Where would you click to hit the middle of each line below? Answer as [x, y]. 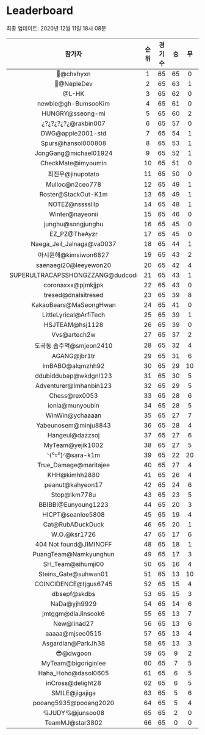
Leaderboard [40, 11]
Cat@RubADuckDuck [74, 524]
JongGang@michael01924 [74, 153]
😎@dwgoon [74, 653]
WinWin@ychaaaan [74, 415]
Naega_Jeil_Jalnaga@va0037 [74, 243]
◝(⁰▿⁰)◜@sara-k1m [74, 455]
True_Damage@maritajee [74, 465]
